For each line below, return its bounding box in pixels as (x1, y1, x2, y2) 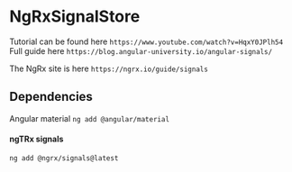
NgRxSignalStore (9, 6, 141, 27)
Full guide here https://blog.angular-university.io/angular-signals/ (9, 45, 273, 56)
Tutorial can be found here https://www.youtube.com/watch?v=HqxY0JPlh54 (9, 36, 284, 47)
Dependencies (9, 89, 93, 104)
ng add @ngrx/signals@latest (9, 153, 119, 163)
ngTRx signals (9, 133, 64, 145)
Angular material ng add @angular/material (9, 113, 169, 123)
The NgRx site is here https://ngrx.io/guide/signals (9, 63, 209, 74)
